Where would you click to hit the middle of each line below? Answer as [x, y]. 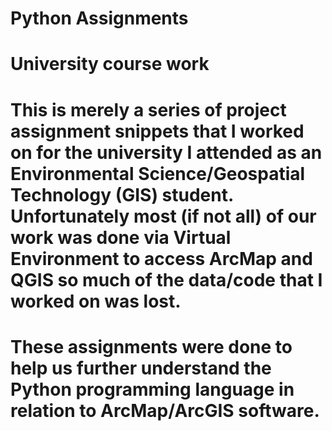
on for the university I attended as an [166, 152]
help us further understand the [141, 368]
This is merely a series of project [148, 109]
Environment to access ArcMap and [161, 258]
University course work [110, 64]
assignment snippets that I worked [157, 131]
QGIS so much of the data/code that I [166, 279]
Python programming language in [152, 389]
